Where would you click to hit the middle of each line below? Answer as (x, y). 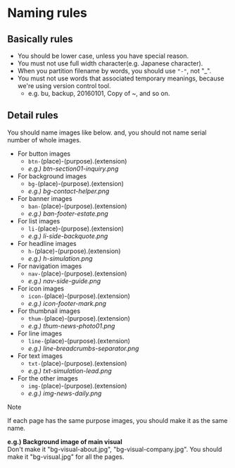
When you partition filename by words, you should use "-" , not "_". (114, 71)
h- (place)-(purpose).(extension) (74, 251)
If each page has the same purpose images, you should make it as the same (118, 420)
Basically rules (40, 39)
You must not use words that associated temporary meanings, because (121, 78)
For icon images (41, 288)
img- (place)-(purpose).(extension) (77, 386)
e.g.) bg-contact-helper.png (69, 191)
